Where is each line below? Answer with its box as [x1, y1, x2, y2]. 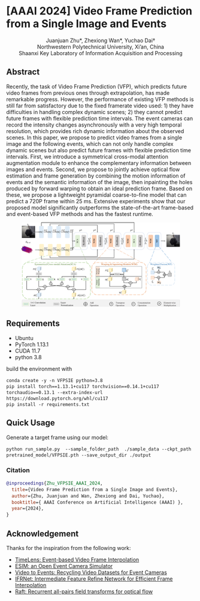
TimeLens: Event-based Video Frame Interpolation [14, 556, 140, 563]
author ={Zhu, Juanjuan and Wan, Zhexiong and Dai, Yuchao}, [11, 493, 165, 499]
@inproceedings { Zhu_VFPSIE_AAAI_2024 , [6, 480, 103, 486]
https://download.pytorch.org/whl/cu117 [6, 395, 109, 401]
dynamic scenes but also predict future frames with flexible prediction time [6, 146, 192, 154]
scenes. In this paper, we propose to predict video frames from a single [6, 134, 183, 141]
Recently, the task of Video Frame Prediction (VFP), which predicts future [6, 83, 187, 90]
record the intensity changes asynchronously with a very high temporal [6, 121, 182, 128]
